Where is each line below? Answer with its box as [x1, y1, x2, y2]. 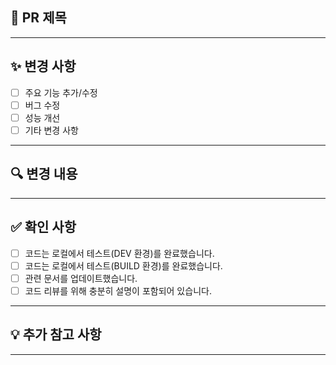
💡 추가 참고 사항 [10, 326, 102, 343]
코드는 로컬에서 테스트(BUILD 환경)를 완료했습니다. [24, 259, 223, 272]
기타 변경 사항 [24, 124, 79, 136]
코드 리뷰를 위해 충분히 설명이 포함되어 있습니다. [24, 284, 212, 297]
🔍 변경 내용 [10, 166, 78, 183]
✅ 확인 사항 [10, 219, 77, 236]
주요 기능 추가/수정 [24, 86, 98, 98]
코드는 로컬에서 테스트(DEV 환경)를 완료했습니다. [24, 247, 215, 259]
